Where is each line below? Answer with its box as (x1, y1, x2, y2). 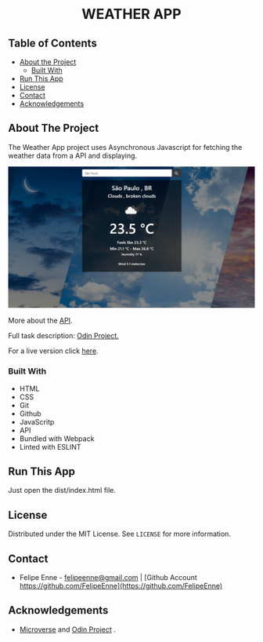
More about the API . (8, 316, 73, 326)
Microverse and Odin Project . (19, 625, 116, 634)
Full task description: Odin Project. (8, 331, 119, 341)
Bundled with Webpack (19, 433, 95, 443)
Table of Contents (8, 36, 98, 49)
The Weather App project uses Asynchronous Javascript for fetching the (8, 142, 243, 151)
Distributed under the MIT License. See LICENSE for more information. (8, 529, 231, 538)
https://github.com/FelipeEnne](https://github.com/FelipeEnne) (19, 581, 223, 590)
